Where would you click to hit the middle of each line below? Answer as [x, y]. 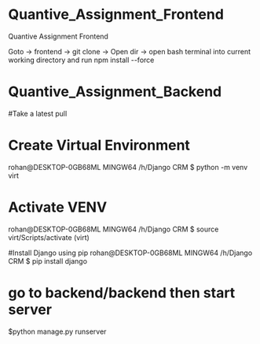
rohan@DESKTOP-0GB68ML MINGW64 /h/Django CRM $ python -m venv [128, 167]
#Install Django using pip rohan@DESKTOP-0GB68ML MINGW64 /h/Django [130, 253]
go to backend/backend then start [122, 292]
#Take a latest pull [38, 113]
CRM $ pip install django [48, 261]
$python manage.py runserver [57, 331]
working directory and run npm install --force [81, 60]
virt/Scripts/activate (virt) [49, 237]
